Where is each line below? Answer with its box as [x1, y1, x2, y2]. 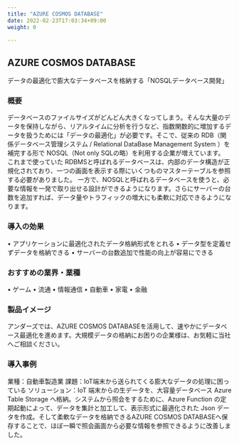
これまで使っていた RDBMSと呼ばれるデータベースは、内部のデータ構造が [7, 158, 224, 166]
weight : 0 [7, 23, 37, 31]
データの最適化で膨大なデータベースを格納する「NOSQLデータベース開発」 [7, 76, 228, 85]
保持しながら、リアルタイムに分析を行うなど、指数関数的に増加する [26, 122, 225, 131]
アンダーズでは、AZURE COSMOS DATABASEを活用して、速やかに [7, 322, 203, 331]
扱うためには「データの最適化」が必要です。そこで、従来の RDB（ [26, 131, 221, 139]
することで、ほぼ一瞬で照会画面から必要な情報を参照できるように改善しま [13, 421, 231, 430]
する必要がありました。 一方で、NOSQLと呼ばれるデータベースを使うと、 [7, 176, 223, 184]
